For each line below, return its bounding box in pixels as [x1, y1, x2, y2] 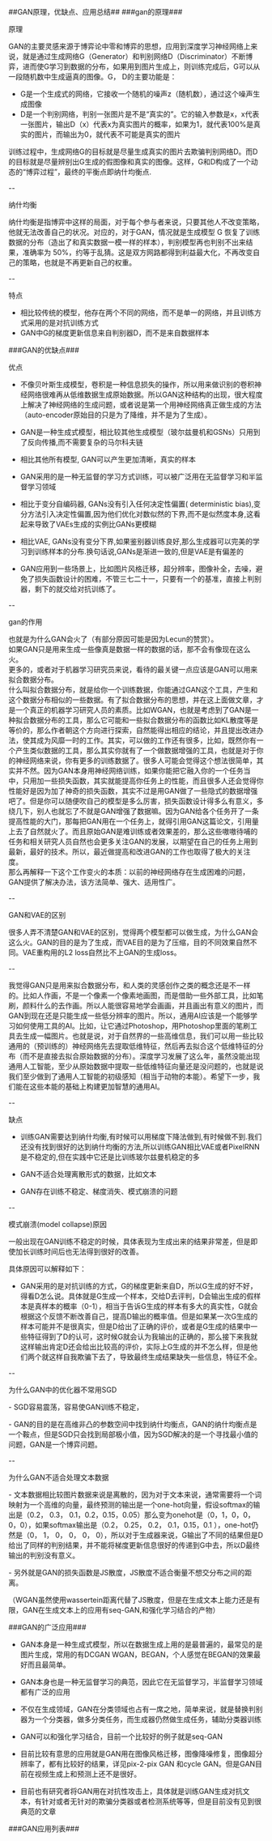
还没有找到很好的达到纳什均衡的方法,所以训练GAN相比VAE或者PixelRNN [19, 1142, 261, 1152]
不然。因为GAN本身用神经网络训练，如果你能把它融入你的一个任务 [22, 766, 244, 775]
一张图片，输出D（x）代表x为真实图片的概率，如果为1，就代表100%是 [19, 120, 253, 129]
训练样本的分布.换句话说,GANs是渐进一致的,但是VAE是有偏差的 [34, 547, 244, 556]
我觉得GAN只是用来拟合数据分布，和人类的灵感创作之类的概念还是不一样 [8, 981, 251, 990]
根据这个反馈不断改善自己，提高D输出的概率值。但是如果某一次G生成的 [19, 1311, 258, 1321]
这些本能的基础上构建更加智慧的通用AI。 [29, 1082, 164, 1091]
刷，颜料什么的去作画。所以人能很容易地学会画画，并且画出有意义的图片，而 [8, 1001, 264, 1010]
